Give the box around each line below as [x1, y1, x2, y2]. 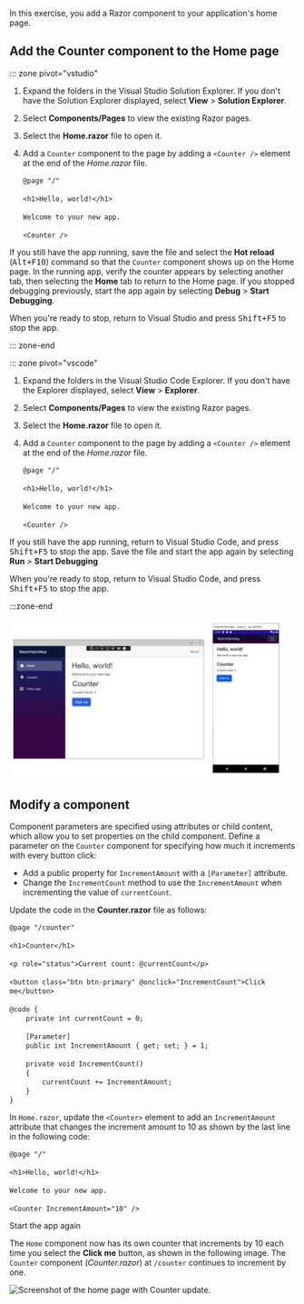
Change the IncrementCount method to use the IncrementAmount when [22, 877, 282, 889]
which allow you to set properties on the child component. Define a [9, 831, 260, 841]
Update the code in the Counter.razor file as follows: [9, 904, 207, 916]
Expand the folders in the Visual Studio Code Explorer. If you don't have [22, 374, 290, 385]
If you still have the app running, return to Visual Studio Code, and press [9, 536, 279, 547]
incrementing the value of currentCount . [22, 887, 172, 898]
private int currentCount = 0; [25, 1014, 144, 1023]
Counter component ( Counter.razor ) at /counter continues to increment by [9, 1258, 287, 1269]
